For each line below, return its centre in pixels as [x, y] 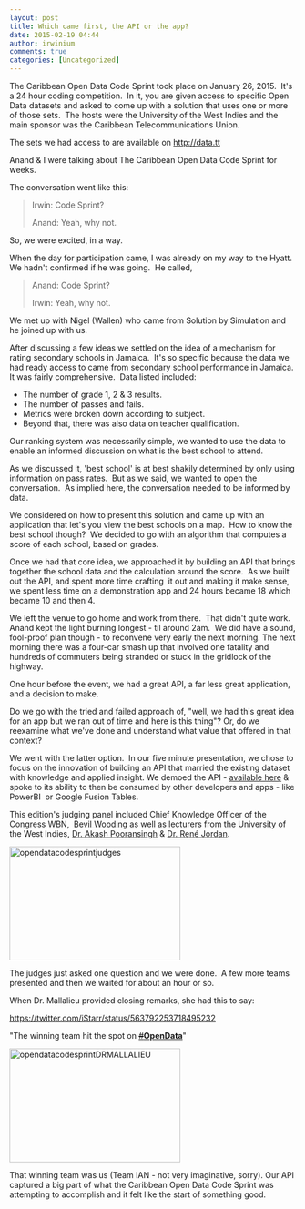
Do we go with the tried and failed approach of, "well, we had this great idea [152, 711]
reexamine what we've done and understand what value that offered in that [150, 731]
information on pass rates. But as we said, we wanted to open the [133, 478]
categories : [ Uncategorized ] [65, 60]
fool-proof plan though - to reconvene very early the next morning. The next [152, 637]
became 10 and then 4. [52, 600]
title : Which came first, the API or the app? [99, 26]
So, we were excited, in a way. [66, 240]
